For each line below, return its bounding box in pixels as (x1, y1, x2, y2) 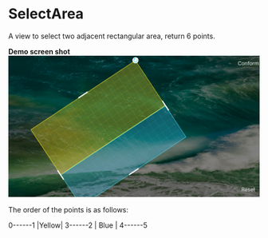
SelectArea (8, 5, 84, 23)
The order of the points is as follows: (8, 204, 129, 214)
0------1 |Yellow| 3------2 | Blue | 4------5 (8, 220, 148, 230)
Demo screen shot (8, 46, 70, 56)
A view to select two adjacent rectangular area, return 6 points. (8, 31, 215, 41)
